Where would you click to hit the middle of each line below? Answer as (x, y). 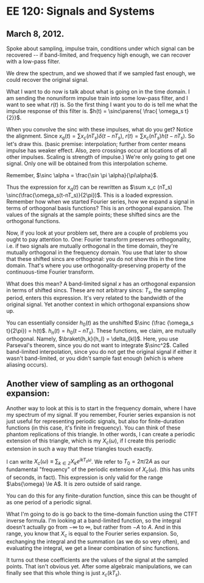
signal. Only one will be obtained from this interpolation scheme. (87, 163)
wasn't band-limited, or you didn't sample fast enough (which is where (95, 358)
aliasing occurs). (27, 364)
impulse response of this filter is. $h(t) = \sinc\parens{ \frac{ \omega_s (95, 111)
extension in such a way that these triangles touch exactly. (80, 449)
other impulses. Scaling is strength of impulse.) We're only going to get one (101, 156)
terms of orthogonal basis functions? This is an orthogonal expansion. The (100, 208)
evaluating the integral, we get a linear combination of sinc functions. (93, 548)
